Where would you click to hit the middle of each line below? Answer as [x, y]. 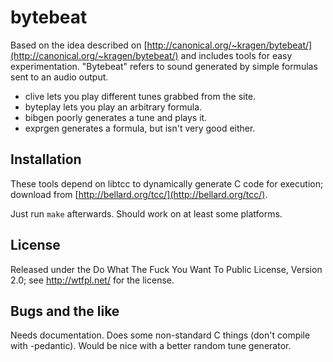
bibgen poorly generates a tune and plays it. [116, 117]
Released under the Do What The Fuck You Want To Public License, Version [166, 269]
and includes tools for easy [236, 55]
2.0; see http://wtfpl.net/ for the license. [92, 280]
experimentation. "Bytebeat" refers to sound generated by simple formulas [164, 66]
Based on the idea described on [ [79, 45]
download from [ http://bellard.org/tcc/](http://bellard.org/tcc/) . [139, 194]
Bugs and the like [65, 311]
